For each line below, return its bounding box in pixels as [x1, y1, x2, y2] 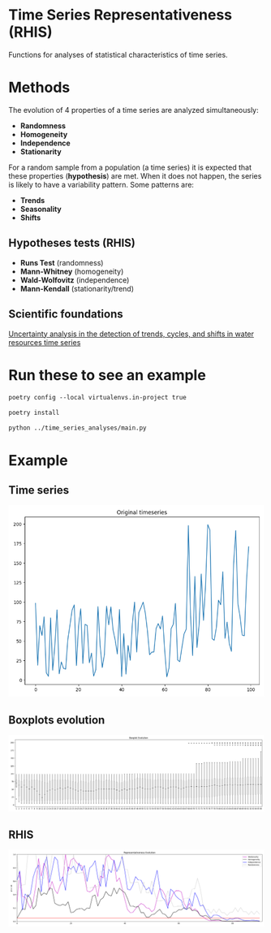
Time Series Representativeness [8, 6, 233, 24]
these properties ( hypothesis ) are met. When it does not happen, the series [8, 171, 262, 180]
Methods [8, 79, 71, 97]
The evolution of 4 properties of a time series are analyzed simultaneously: [8, 105, 260, 114]
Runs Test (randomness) [19, 257, 104, 267]
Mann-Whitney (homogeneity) [19, 266, 124, 276]
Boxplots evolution [8, 713, 105, 727]
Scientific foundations [8, 307, 123, 322]
